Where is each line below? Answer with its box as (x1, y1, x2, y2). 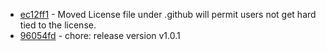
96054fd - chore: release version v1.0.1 (19, 30, 181, 41)
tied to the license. (19, 19, 97, 31)
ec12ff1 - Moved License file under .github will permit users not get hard (19, 9, 317, 20)
